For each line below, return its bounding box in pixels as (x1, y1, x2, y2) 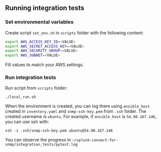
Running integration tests (5, 4, 84, 12)
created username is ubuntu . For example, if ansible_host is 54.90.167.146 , (5, 114, 157, 120)
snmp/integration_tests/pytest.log (5, 142, 78, 147)
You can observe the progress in (5, 137, 71, 143)
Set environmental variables (5, 19, 74, 25)
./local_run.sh (5, 95, 36, 100)
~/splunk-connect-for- (72, 138, 119, 143)
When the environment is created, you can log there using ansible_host (5, 103, 150, 109)
